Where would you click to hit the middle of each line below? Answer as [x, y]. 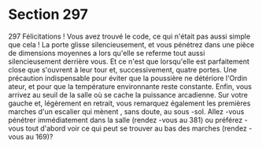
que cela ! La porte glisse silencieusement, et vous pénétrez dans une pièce [131, 44]
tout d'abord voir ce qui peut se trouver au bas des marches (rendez [137, 128]
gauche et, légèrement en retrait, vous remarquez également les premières [129, 103]
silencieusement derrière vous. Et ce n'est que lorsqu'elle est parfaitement [129, 61]
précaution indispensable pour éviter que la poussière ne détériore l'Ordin [128, 78]
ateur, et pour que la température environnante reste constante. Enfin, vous [130, 86]
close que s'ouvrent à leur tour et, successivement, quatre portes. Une [123, 69]
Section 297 [48, 15]
